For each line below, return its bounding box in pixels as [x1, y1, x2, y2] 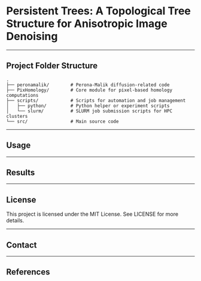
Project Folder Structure [6, 61, 98, 71]
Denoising [6, 30, 58, 43]
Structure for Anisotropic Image [6, 17, 167, 30]
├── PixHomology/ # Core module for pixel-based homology [6, 87, 172, 93]
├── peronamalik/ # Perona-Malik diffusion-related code [6, 82, 170, 88]
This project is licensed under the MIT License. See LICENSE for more [6, 210, 178, 218]
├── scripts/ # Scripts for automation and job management [6, 97, 186, 103]
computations [6, 92, 39, 98]
